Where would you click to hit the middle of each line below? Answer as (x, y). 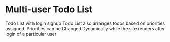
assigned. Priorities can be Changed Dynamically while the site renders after (85, 28)
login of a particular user (31, 34)
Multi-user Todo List (49, 9)
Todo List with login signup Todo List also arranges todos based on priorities (85, 23)
